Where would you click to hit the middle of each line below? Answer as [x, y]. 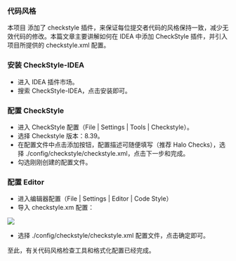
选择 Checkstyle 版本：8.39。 [60, 135]
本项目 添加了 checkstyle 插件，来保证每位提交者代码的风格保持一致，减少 [115, 28]
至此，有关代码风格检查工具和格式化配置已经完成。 [81, 250]
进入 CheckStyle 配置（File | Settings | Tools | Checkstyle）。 [105, 127]
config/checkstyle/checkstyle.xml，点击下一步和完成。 [109, 153]
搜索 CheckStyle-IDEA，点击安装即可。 [74, 91]
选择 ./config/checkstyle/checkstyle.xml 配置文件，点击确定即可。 [113, 236]
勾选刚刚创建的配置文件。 [54, 162]
